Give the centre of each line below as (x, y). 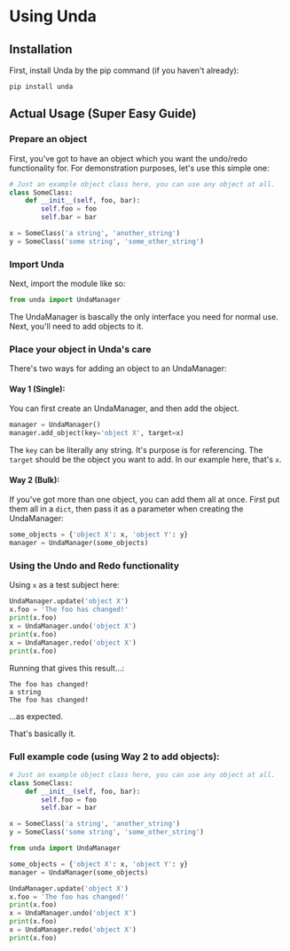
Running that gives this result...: (67, 668)
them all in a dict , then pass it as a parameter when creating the (126, 509)
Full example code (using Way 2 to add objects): (114, 757)
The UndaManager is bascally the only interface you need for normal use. (144, 316)
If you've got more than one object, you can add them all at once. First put (145, 500)
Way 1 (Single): (37, 389)
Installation (41, 49)
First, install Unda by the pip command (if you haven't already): (124, 70)
